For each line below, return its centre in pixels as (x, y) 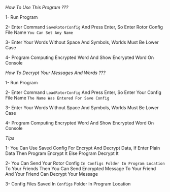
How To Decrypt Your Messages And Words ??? (55, 73)
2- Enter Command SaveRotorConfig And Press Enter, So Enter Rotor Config (84, 27)
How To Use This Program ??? (37, 7)
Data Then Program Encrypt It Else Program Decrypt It (62, 153)
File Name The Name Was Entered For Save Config (57, 98)
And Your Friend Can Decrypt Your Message (52, 174)
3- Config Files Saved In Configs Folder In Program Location (68, 184)
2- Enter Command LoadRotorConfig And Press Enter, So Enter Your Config (83, 92)
